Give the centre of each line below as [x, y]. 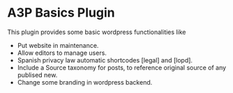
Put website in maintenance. [58, 45]
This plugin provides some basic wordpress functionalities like [97, 32]
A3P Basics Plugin [61, 13]
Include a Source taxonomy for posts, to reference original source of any [122, 67]
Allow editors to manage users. [62, 53]
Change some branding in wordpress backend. [85, 82]
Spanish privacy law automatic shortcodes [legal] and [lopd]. [105, 60]
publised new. [37, 75]
